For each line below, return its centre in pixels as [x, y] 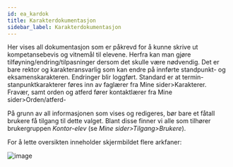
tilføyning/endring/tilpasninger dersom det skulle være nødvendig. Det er [113, 62]
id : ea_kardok [28, 14]
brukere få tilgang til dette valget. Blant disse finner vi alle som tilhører [109, 121]
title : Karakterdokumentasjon [52, 21]
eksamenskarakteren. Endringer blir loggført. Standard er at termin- [106, 77]
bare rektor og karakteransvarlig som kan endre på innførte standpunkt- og [116, 70]
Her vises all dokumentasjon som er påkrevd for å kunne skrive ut [103, 47]
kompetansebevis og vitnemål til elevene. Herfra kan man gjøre [99, 54]
